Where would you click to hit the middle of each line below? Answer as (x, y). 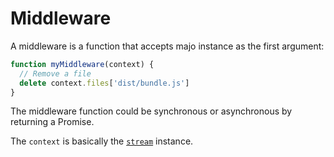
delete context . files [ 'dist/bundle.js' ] (104, 83)
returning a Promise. (52, 122)
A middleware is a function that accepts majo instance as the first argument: (167, 46)
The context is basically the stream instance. (102, 141)
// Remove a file (55, 73)
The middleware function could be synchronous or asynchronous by (151, 111)
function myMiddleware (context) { (82, 64)
